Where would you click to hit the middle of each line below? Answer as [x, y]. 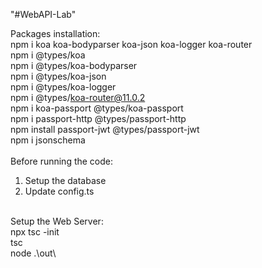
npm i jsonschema [48, 140]
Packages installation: [55, 33]
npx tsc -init [35, 232]
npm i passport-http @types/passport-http [98, 118]
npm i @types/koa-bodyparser [74, 65]
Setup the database [65, 180]
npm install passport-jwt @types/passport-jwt [105, 129]
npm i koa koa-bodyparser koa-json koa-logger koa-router [131, 44]
